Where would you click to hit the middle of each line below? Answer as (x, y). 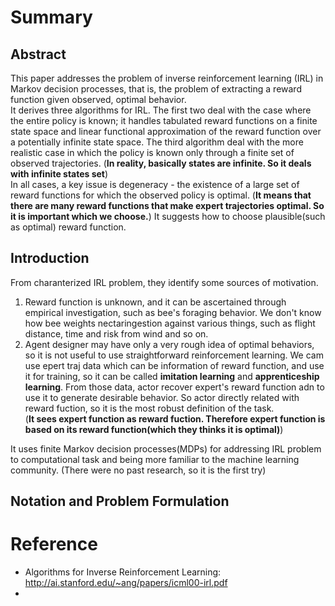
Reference (54, 544)
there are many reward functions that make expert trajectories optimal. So (167, 205)
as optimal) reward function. (68, 227)
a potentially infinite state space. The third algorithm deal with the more (157, 142)
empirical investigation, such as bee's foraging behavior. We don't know (173, 312)
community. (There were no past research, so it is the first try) (138, 470)
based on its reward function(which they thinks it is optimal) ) (154, 429)
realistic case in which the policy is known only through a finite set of (152, 152)
